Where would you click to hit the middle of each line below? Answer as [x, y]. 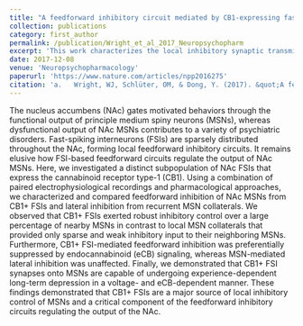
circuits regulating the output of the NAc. [85, 311]
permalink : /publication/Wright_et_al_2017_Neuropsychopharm [127, 43]
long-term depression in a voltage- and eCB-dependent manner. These [142, 282]
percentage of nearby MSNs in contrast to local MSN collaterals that [136, 225]
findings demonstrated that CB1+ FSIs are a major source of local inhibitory [149, 292]
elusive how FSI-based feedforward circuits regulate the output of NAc [141, 158]
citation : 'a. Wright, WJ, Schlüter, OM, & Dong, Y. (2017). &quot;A [147, 85]
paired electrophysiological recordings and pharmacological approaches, [145, 186]
